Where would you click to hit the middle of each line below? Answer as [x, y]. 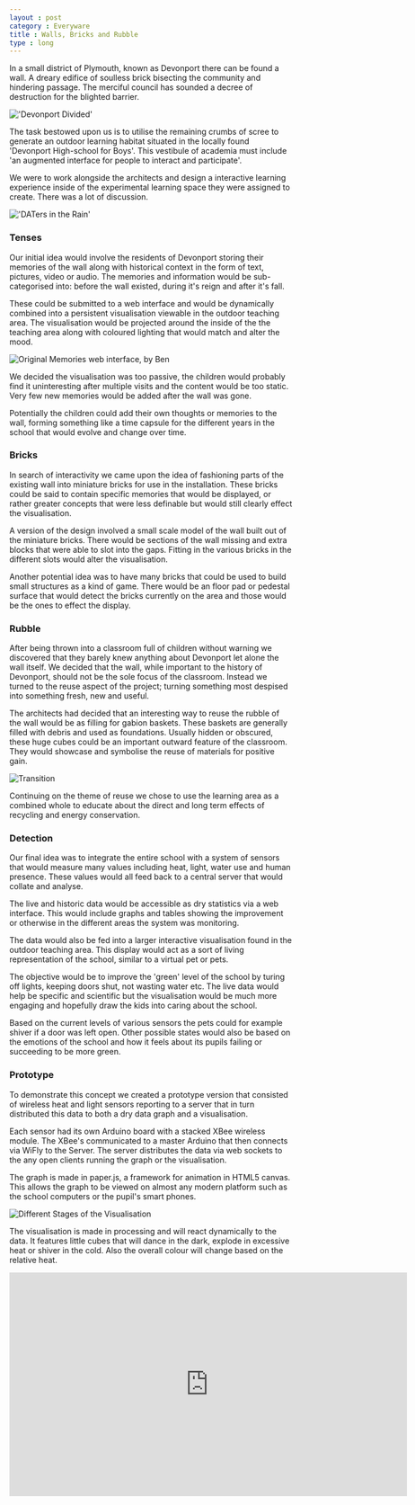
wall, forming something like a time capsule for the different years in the [142, 423]
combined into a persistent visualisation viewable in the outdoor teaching [145, 313]
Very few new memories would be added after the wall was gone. [131, 396]
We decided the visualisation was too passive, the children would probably [147, 376]
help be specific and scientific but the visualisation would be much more [143, 996]
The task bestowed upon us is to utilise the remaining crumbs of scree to [144, 132]
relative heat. [34, 1260]
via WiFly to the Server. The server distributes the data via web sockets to [146, 1150]
